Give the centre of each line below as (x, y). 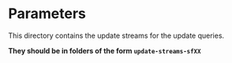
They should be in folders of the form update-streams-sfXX (105, 50)
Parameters (47, 14)
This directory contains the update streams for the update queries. (116, 35)
